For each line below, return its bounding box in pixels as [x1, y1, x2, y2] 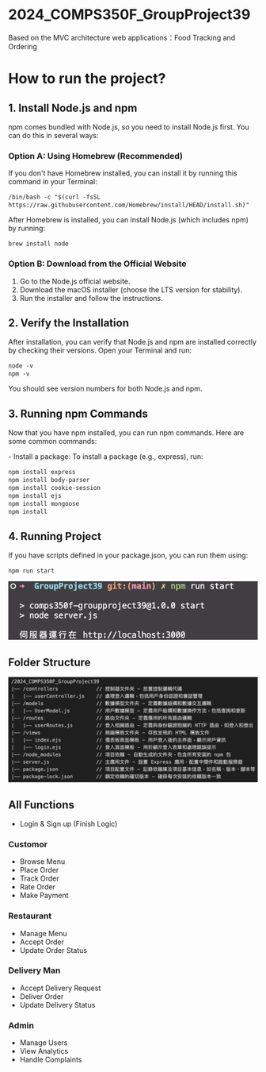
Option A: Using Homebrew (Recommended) [8, 150, 184, 161]
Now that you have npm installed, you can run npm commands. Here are [8, 428, 245, 438]
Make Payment [19, 891, 69, 900]
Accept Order [19, 937, 65, 947]
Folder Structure [8, 655, 91, 669]
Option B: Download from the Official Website [8, 258, 187, 269]
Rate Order [19, 882, 55, 892]
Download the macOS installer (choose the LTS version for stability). [19, 284, 243, 295]
